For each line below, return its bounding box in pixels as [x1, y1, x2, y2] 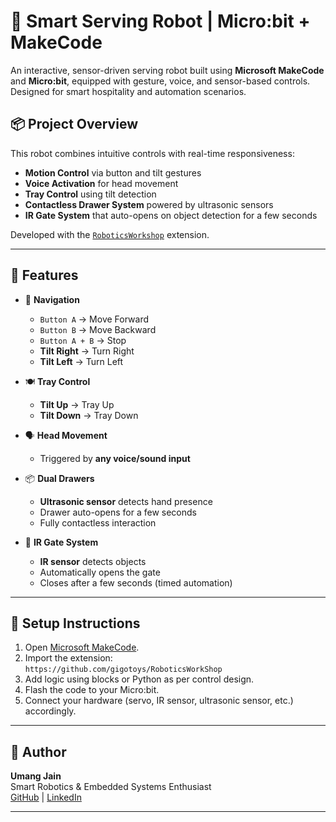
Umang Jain [10, 770, 62, 782]
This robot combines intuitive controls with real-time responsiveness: [10, 147, 295, 159]
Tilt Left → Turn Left [39, 355, 124, 367]
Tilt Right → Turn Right [39, 345, 135, 357]
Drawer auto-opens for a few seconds [39, 506, 197, 518]
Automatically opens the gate [39, 566, 161, 578]
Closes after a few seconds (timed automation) [39, 576, 233, 589]
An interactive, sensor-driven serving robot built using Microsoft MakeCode [10, 64, 325, 76]
